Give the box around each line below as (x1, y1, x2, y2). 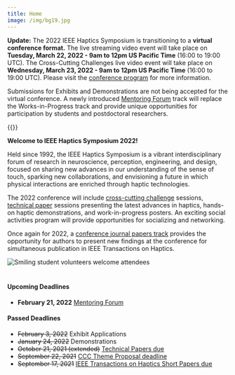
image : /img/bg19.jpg (7, 17, 71, 24)
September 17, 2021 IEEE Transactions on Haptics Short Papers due (17, 359, 213, 368)
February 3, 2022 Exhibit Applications (17, 329, 127, 338)
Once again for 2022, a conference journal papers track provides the (7, 229, 207, 238)
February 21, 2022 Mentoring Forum (17, 298, 124, 306)
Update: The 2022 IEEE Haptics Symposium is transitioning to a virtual (7, 36, 213, 44)
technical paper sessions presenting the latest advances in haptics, (7, 200, 202, 209)
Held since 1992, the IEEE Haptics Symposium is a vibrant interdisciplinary (7, 150, 222, 158)
